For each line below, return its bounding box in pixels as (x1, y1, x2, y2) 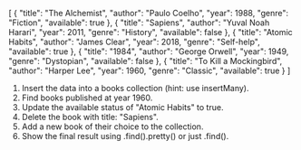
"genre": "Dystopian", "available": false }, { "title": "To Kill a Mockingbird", (8, 56, 283, 66)
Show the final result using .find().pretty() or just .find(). (21, 131, 229, 141)
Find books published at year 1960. (21, 92, 153, 103)
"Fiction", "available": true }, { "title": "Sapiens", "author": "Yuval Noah (8, 17, 270, 28)
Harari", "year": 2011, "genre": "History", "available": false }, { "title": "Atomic (8, 27, 294, 37)
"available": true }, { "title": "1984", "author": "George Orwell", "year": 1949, (8, 46, 289, 57)
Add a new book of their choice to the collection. (21, 121, 204, 132)
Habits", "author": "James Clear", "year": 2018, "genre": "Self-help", (8, 36, 260, 47)
